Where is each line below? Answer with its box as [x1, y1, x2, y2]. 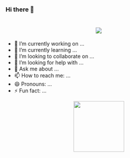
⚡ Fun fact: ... [14, 87, 47, 94]
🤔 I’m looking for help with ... [14, 59, 84, 66]
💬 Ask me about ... [14, 65, 59, 72]
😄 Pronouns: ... [14, 80, 53, 88]
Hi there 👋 [5, 5, 35, 14]
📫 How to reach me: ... [14, 72, 71, 79]
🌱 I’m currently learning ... [14, 46, 77, 53]
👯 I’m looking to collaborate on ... [14, 53, 95, 60]
